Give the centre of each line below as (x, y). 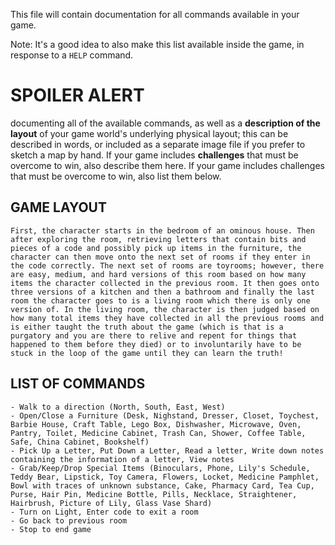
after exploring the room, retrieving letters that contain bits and (158, 239)
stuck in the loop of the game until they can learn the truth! (147, 353)
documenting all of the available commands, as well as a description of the (165, 123)
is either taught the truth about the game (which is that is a (147, 327)
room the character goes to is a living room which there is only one (160, 300)
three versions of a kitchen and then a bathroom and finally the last (162, 292)
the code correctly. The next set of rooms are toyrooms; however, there (167, 265)
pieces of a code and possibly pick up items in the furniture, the (156, 248)
